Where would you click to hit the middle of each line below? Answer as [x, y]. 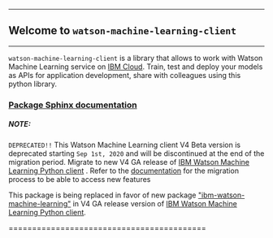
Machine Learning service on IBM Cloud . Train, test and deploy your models [136, 67]
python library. [33, 84]
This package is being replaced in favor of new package [102, 195]
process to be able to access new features [80, 179]
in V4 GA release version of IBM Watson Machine [155, 203]
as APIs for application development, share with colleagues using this [125, 75]
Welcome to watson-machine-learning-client [123, 30]
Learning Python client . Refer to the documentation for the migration [124, 171]
